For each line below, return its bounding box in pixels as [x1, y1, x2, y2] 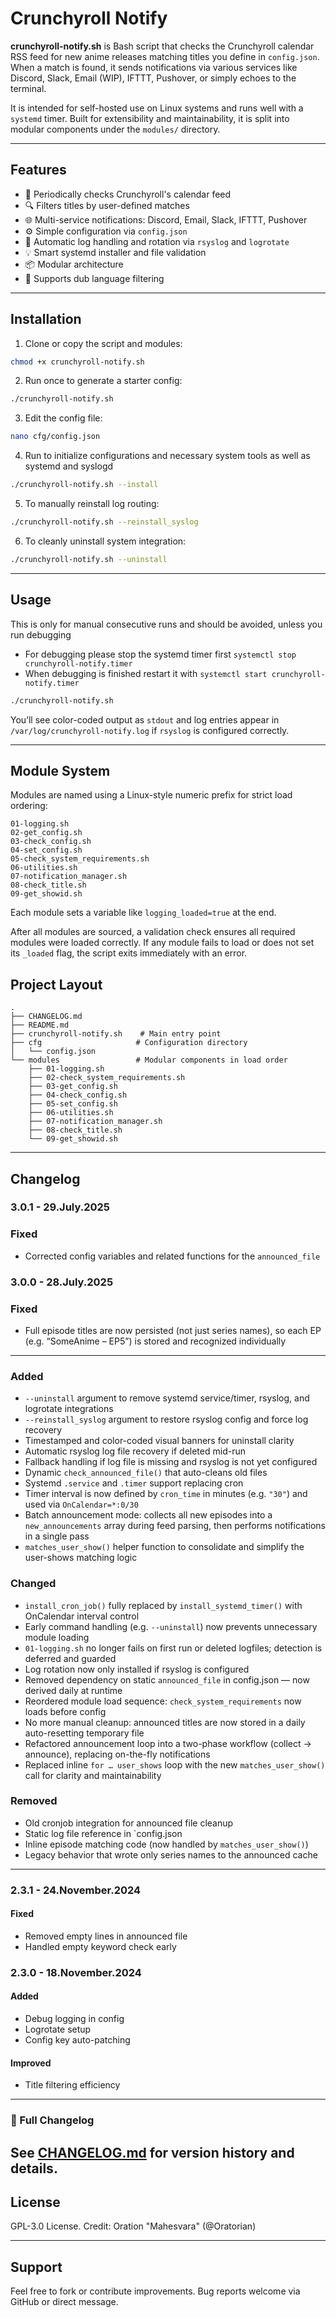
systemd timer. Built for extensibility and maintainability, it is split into [10, 112, 290, 124]
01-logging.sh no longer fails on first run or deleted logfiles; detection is [24, 1642, 323, 1654]
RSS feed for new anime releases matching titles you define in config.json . [10, 50, 320, 62]
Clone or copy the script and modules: [24, 337, 183, 349]
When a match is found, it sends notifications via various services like [10, 61, 298, 73]
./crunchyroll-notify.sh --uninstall [10, 554, 168, 564]
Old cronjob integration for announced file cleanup [24, 1817, 234, 1829]
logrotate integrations [24, 1403, 114, 1415]
